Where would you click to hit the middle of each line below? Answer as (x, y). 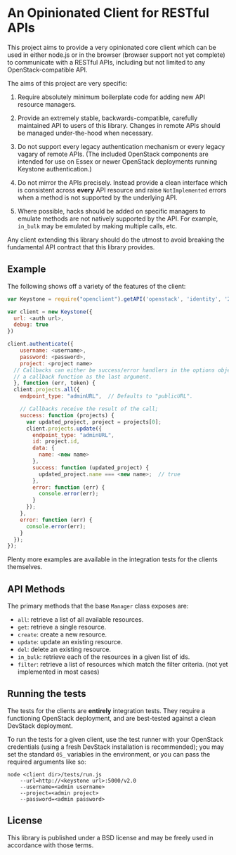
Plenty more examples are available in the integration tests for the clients (112, 559)
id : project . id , (56, 442)
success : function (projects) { (67, 415)
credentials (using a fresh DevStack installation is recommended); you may (116, 747)
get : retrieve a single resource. (62, 627)
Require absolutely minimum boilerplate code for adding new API (111, 97)
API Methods (36, 589)
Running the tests (47, 694)
